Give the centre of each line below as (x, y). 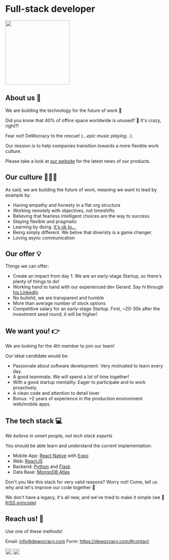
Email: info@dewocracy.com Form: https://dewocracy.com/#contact (77, 541)
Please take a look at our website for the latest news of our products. (78, 161)
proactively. (25, 388)
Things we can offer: (27, 266)
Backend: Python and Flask (41, 467)
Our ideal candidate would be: (37, 356)
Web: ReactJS (28, 461)
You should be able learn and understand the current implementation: (79, 446)
